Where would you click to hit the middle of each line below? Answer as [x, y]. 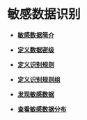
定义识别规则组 [39, 79]
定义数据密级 [35, 50]
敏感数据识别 [44, 14]
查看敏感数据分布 [42, 109]
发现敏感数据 [35, 94]
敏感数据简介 [35, 35]
